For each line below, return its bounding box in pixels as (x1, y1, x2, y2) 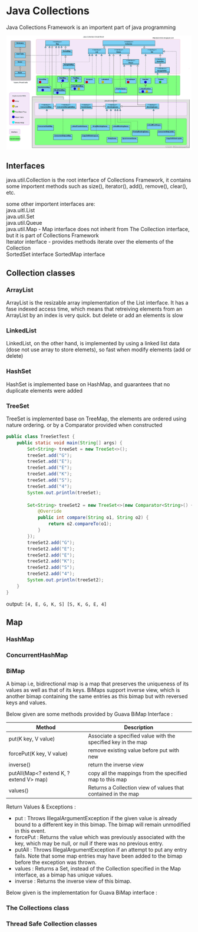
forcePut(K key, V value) (8, 750, 68, 757)
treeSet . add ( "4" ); (27, 483, 72, 489)
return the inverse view (88, 761, 144, 768)
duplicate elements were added (6, 387, 83, 394)
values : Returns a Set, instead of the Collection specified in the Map (14, 865, 181, 872)
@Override (37, 509, 62, 514)
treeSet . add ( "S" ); (27, 477, 72, 483)
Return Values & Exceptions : (6, 803, 76, 811)
